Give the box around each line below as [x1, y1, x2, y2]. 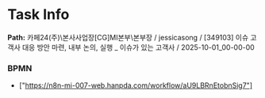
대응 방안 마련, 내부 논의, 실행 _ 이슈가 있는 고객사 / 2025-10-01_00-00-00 [21, 42, 255, 52]
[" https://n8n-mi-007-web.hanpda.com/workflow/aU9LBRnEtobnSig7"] [18, 81, 253, 90]
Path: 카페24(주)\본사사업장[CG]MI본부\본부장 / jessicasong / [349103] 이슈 [7, 32, 249, 42]
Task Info [7, 6, 70, 24]
